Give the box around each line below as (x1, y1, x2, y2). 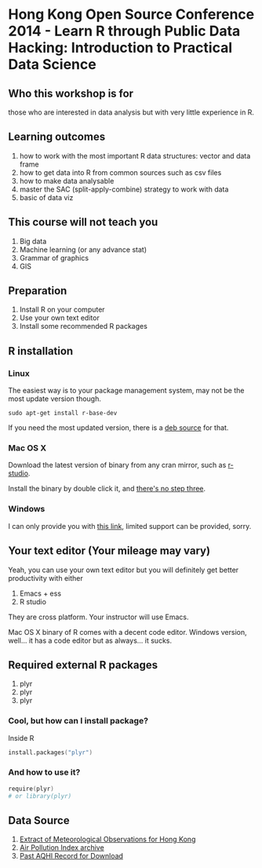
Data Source (8, 814, 70, 827)
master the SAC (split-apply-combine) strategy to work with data (19, 184, 229, 194)
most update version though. (8, 394, 102, 403)
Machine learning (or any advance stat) (19, 245, 147, 254)
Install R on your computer (19, 305, 105, 315)
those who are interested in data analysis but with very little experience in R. (8, 108, 255, 117)
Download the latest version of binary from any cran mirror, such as (8, 461, 227, 470)
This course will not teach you (8, 216, 158, 229)
